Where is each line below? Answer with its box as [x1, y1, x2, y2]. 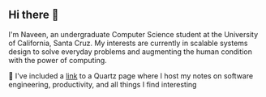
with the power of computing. [8, 55, 107, 65]
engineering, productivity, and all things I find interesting [8, 79, 197, 89]
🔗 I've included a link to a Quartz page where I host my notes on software [8, 70, 254, 81]
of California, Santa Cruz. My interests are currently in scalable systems [8, 38, 249, 48]
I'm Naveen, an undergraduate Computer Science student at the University [8, 29, 259, 39]
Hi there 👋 [8, 8, 59, 22]
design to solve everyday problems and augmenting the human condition [8, 46, 253, 57]
